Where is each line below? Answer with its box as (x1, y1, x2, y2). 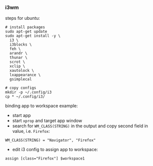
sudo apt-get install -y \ (5, 34, 61, 39)
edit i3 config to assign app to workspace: (12, 147, 98, 153)
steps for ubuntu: (5, 15, 40, 21)
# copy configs (5, 86, 37, 91)
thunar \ (9, 55, 28, 60)
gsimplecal (9, 77, 32, 82)
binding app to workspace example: (5, 103, 78, 109)
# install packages (5, 25, 45, 30)
